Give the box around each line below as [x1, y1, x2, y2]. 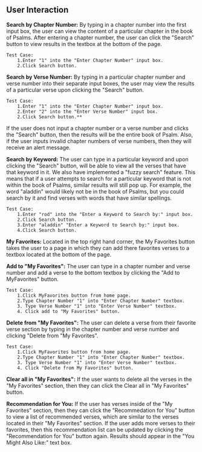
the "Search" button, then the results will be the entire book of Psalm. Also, [6, 130, 194, 138]
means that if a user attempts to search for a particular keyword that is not [6, 175, 192, 182]
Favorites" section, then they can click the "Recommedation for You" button [6, 406, 195, 414]
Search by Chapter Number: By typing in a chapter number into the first [6, 21, 187, 28]
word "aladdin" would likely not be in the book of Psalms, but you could [6, 187, 184, 195]
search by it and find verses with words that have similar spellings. [6, 194, 172, 201]
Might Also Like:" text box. [6, 439, 72, 446]
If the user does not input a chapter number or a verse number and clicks [6, 124, 189, 132]
